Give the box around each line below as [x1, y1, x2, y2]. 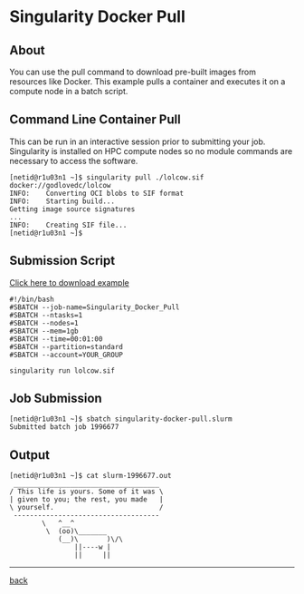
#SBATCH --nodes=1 [9, 318, 79, 327]
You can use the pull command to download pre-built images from [9, 66, 256, 77]
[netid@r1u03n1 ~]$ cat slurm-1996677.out [9, 472, 172, 481]
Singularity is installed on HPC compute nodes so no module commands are [9, 145, 293, 156]
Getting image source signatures [9, 204, 136, 214]
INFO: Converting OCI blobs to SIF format [9, 189, 184, 198]
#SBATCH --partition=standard [9, 342, 124, 351]
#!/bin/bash [9, 295, 54, 304]
